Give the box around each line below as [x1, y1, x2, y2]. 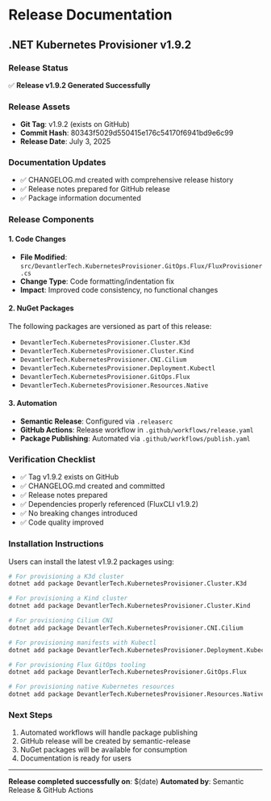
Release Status [8, 62, 69, 74]
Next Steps [8, 710, 53, 721]
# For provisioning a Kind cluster [8, 594, 128, 603]
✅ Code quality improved [19, 517, 104, 527]
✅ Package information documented [19, 193, 141, 203]
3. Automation [8, 398, 58, 408]
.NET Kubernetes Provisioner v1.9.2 [8, 38, 192, 52]
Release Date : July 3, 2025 [19, 137, 111, 146]
